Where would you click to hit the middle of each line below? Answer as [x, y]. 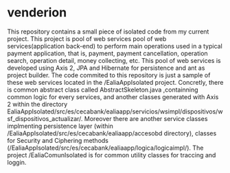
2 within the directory [37, 104]
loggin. [17, 162]
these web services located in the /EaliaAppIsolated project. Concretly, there [115, 82]
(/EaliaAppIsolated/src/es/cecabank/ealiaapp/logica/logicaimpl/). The [105, 148]
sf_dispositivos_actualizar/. [45, 118]
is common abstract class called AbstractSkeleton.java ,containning [103, 90]
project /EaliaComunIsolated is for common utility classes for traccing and [112, 155]
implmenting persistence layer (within [60, 126]
